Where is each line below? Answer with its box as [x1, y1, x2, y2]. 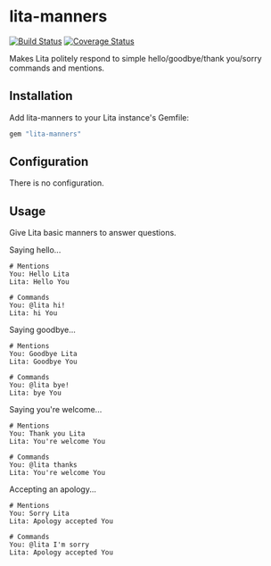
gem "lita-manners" [9, 129, 82, 138]
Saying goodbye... [9, 324, 76, 336]
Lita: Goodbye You [9, 357, 78, 367]
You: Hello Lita [9, 270, 70, 279]
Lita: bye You [9, 388, 62, 398]
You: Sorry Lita [9, 509, 70, 519]
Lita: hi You [9, 309, 58, 318]
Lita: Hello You [9, 278, 70, 287]
